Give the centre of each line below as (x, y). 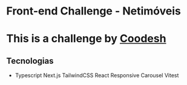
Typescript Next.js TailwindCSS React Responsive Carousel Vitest (97, 75)
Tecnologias (30, 61)
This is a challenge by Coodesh (86, 39)
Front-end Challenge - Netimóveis (94, 11)
